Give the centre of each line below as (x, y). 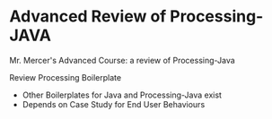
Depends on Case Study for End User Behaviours (114, 104)
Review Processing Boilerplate (66, 77)
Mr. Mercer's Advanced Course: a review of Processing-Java (122, 60)
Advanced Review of (88, 17)
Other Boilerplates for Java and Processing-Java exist (122, 95)
